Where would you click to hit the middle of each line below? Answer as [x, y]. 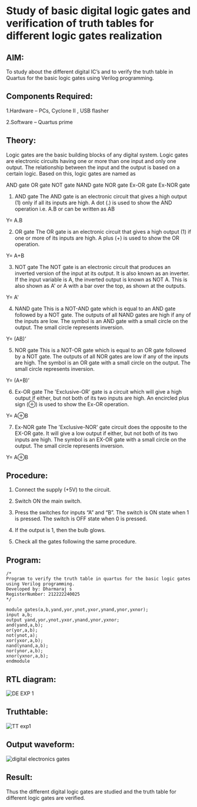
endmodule [18, 661]
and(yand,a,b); [25, 625]
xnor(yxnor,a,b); [27, 656]
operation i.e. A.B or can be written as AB [65, 209]
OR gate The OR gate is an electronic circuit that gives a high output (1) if [103, 231]
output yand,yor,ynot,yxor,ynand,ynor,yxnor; [63, 620]
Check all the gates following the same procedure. [76, 542]
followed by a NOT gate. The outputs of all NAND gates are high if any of [103, 315]
